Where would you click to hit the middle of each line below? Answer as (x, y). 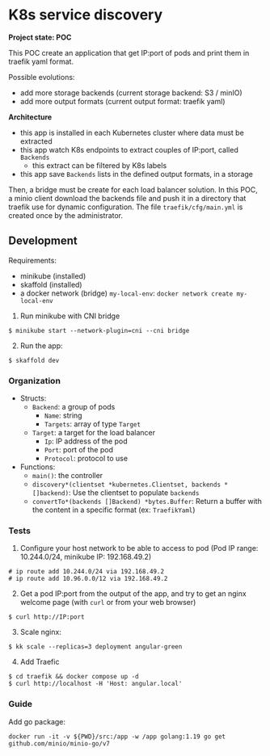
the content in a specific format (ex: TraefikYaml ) (114, 510)
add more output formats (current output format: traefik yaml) (122, 101)
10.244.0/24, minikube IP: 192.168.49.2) (86, 557)
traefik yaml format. (41, 61)
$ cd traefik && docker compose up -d (74, 677)
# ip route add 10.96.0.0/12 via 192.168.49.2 (88, 579)
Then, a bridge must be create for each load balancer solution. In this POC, (133, 189)
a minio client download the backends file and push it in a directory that (127, 198)
